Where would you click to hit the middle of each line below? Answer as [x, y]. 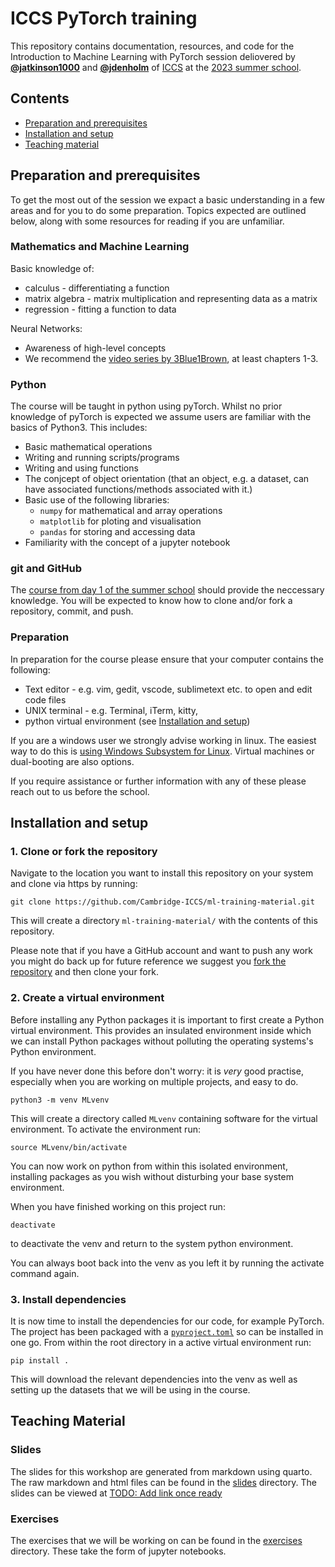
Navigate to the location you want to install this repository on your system [162, 873]
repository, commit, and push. [72, 611]
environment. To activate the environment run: [105, 1129]
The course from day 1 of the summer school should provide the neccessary [167, 590]
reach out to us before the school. [80, 791]
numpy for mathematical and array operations [131, 511]
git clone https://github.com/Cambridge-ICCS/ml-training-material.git [162, 902]
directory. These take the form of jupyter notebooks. [118, 1551]
